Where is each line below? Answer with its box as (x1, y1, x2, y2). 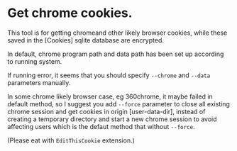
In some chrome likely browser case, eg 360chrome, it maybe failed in (7, 92, 213, 101)
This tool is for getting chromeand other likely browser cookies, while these (7, 28, 228, 37)
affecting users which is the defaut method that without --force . (7, 122, 195, 130)
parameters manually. (7, 78, 71, 86)
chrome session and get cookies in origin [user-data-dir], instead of (7, 107, 206, 116)
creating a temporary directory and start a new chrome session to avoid (7, 115, 218, 123)
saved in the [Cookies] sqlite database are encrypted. (7, 35, 165, 44)
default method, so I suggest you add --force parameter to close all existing (7, 99, 231, 108)
